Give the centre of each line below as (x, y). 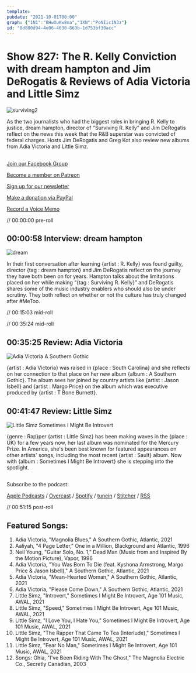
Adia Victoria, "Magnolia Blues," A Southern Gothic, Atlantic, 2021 (94, 540)
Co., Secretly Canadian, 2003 (50, 664)
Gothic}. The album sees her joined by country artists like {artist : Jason (93, 380)
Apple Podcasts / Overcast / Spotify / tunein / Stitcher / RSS (78, 496)
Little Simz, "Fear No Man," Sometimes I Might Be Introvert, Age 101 (96, 645)
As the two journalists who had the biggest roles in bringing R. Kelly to (91, 122)
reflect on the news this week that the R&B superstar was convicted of (91, 134)
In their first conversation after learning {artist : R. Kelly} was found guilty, (95, 264)
